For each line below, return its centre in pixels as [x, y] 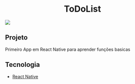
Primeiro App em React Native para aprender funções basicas [68, 49]
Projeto [16, 38]
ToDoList [82, 9]
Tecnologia [23, 65]
